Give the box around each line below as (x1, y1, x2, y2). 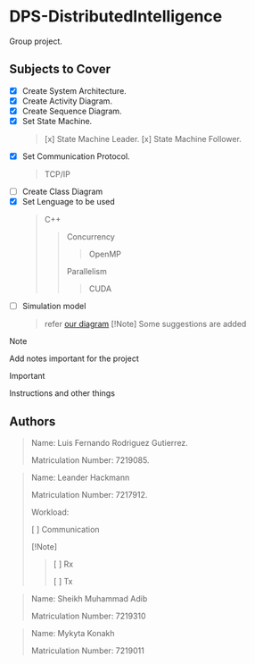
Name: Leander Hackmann (30, 472, 130, 483)
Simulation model (21, 301, 86, 312)
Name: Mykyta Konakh (30, 628, 115, 639)
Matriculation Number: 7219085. (30, 455, 150, 466)
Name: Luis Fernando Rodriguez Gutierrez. (30, 438, 189, 449)
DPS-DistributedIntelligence (9, 6, 223, 27)
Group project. (9, 36, 62, 46)
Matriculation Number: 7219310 (30, 610, 146, 622)
